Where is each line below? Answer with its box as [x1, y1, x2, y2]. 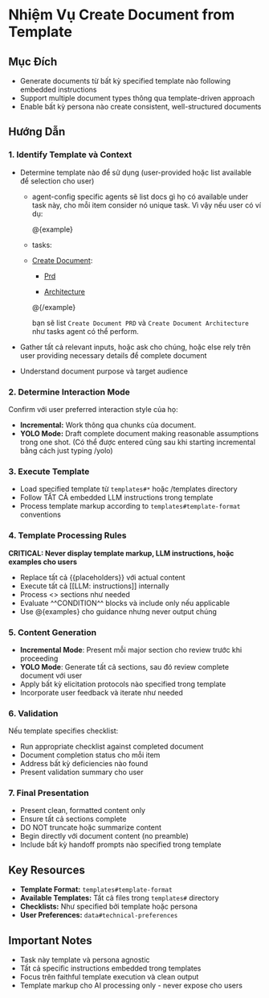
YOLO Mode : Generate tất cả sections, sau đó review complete [19, 662, 230, 671]
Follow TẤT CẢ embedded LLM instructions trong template [19, 493, 214, 502]
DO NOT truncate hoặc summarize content [19, 823, 162, 832]
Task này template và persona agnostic [19, 955, 150, 965]
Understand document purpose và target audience [19, 366, 189, 376]
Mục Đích [8, 55, 58, 68]
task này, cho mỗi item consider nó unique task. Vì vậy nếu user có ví [31, 200, 262, 210]
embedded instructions [19, 85, 97, 94]
